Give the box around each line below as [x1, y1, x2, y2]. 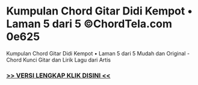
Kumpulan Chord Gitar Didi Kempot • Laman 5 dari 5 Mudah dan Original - [6, 49, 190, 57]
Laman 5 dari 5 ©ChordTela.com [6, 17, 173, 31]
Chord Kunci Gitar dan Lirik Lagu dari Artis [6, 56, 111, 63]
